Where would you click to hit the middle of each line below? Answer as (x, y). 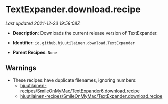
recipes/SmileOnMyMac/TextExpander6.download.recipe (80, 91)
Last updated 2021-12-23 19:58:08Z (43, 23)
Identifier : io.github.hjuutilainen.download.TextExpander (74, 42)
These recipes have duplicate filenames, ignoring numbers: (74, 80)
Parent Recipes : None (35, 52)
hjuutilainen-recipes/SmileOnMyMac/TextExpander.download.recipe (91, 96)
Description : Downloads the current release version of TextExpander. (85, 33)
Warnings (21, 68)
